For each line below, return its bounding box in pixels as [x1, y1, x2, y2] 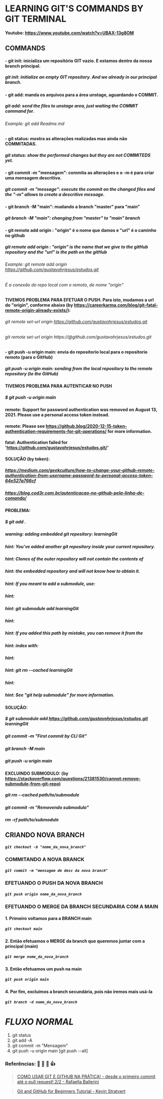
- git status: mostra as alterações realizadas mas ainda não [5, 136, 127, 142]
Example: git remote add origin [5, 261, 67, 267]
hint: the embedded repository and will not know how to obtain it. [5, 568, 141, 574]
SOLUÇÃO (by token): [5, 456, 50, 461]
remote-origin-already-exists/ [5, 307, 68, 313]
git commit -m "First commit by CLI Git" [5, 733, 87, 739]
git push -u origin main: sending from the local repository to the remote [5, 365, 153, 371]
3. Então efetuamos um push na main [5, 966, 82, 971]
